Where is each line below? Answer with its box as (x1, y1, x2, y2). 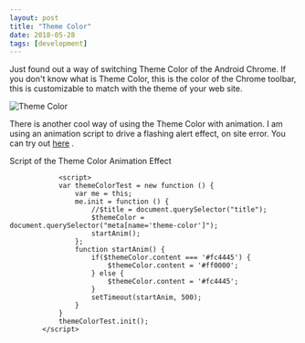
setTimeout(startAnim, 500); (90, 293, 203, 302)
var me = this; (74, 189, 132, 199)
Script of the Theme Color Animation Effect (9, 156, 172, 167)
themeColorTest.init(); (58, 317, 149, 327)
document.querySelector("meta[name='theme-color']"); (9, 221, 219, 231)
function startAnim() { (74, 245, 166, 255)
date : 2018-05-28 (9, 30, 76, 39)
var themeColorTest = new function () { (58, 182, 215, 191)
